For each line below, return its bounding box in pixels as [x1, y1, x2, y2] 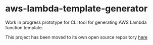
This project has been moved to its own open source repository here [5, 34, 148, 40]
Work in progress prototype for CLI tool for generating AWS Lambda [5, 19, 147, 25]
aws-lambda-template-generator [5, 3, 148, 14]
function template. [5, 24, 43, 30]
